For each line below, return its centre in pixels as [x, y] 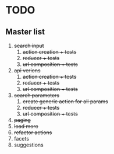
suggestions [29, 145]
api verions [27, 70]
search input [29, 45]
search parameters [36, 95]
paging [22, 120]
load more [26, 126]
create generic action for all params [65, 101]
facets [22, 139]
